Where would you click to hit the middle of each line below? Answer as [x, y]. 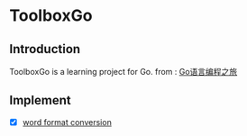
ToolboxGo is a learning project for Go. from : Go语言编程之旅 [123, 72]
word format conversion [67, 122]
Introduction [45, 49]
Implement [40, 100]
